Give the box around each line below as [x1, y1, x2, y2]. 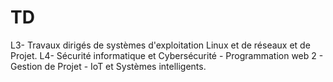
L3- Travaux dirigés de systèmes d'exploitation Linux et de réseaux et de [10, 39, 311, 51]
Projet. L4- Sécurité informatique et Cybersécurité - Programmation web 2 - [10, 49, 324, 61]
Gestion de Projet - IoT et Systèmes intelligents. [10, 60, 207, 72]
